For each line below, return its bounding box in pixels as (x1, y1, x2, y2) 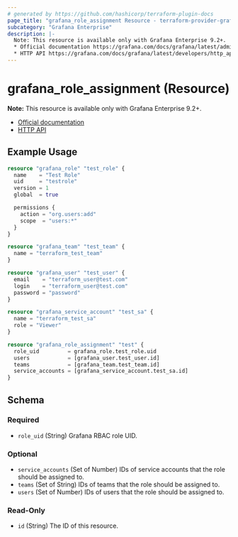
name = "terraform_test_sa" (13, 315, 97, 322)
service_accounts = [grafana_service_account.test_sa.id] (13, 367, 189, 375)
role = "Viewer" (13, 322, 62, 329)
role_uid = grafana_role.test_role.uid (13, 347, 157, 355)
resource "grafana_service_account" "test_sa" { (7, 308, 154, 316)
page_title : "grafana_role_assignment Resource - (7, 17, 157, 24)
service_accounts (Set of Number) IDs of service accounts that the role (17, 465, 225, 474)
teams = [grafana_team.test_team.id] (13, 361, 160, 368)
